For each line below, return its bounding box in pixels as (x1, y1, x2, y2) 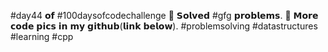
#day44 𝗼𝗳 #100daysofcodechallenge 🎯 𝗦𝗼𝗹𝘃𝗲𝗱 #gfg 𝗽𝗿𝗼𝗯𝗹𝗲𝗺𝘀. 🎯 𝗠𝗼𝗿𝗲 (10, 10, 319, 21)
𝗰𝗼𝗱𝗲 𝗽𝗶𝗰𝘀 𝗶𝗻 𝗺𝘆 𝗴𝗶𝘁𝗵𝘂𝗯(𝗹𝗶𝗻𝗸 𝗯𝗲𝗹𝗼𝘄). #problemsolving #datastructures (10, 20, 318, 32)
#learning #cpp (10, 31, 74, 42)
